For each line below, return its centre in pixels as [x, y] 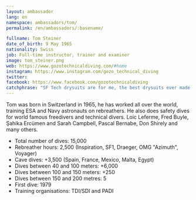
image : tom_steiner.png [35, 60]
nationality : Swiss [30, 50]
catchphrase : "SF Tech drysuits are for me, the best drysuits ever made [98, 88]
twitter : [17, 77]
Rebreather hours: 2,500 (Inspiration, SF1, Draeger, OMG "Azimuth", [97, 147]
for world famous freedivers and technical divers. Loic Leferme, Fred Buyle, [97, 117]
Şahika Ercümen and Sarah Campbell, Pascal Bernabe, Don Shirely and [92, 123]
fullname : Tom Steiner [34, 39]
